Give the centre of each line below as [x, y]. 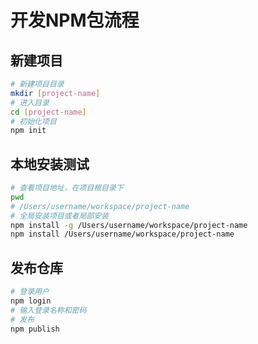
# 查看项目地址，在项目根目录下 [67, 188]
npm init [28, 131]
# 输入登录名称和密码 [48, 310]
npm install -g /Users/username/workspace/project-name [129, 225]
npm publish [35, 329]
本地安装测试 [50, 164]
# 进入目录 [30, 102]
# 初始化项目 [33, 121]
